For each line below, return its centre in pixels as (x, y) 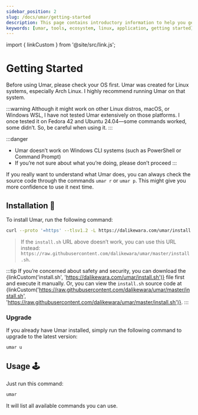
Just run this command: (35, 383)
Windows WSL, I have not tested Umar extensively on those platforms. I (93, 115)
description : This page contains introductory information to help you (96, 22)
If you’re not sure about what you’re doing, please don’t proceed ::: (96, 163)
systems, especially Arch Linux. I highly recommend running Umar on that (96, 91)
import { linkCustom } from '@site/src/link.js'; (61, 45)
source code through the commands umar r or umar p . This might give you (96, 181)
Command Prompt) (38, 157)
